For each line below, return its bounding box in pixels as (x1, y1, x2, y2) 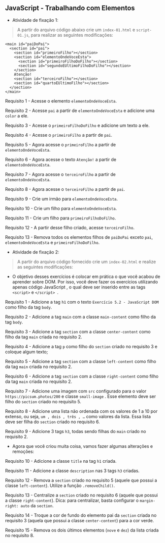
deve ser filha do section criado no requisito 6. (5, 419, 100, 425)
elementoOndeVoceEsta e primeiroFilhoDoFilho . (5, 239, 100, 245)
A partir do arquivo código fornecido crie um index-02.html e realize (17, 259, 156, 265)
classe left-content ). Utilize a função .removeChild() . (5, 483, 115, 489)
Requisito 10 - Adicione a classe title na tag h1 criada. (5, 458, 117, 464)
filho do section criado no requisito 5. (5, 398, 81, 404)
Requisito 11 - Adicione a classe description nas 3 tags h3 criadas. (5, 468, 140, 474)
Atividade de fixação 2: (12, 249, 60, 255)
